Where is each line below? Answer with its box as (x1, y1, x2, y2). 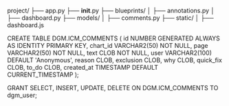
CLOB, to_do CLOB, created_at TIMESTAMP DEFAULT (7, 64, 159, 71)
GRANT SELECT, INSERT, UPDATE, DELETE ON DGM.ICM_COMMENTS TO (7, 84, 219, 92)
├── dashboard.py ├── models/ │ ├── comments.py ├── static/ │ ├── (7, 14, 215, 22)
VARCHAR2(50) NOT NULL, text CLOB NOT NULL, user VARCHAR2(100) (7, 49, 212, 57)
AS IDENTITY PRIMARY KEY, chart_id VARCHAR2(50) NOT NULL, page (7, 42, 208, 49)
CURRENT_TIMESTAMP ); (7, 70, 79, 79)
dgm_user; (7, 91, 38, 99)
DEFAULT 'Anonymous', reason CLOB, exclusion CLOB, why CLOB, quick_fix (7, 56, 222, 64)
